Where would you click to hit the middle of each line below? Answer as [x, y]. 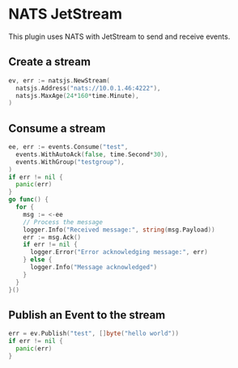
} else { [38, 260]
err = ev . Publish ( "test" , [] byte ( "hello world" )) [94, 334]
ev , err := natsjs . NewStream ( [59, 80]
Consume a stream [57, 128]
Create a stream [50, 62]
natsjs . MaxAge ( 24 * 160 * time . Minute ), [77, 95]
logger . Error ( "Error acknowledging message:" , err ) [119, 252]
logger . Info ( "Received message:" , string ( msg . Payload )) [119, 230]
